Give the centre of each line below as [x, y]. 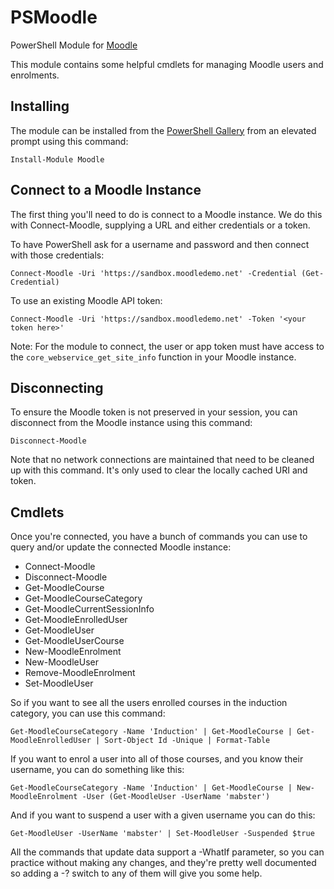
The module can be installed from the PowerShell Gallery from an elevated [163, 130]
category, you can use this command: [88, 713]
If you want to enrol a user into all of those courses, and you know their [157, 759]
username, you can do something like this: [97, 770]
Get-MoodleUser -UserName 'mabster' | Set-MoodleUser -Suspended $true [162, 834]
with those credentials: [57, 255]
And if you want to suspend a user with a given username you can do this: [163, 815]
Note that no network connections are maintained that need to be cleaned [162, 460]
